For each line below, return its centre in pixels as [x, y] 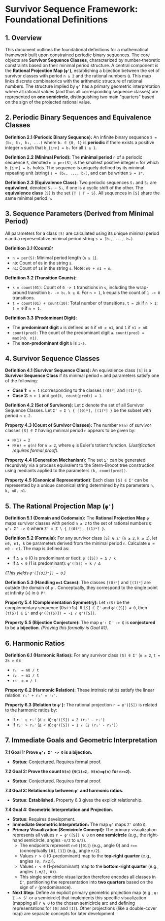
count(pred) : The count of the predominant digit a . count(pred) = [78, 332]
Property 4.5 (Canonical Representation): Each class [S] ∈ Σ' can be [77, 480]
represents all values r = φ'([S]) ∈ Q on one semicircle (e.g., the [79, 835]
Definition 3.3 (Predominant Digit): [41, 318]
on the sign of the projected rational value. [48, 102]
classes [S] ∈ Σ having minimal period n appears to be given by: [70, 431]
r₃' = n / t [24, 681]
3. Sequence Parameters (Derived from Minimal [80, 214]
